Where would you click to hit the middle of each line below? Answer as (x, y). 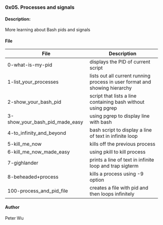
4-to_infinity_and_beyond (37, 133)
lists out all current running (120, 76)
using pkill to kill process (117, 152)
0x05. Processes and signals (40, 7)
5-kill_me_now (25, 144)
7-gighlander (23, 163)
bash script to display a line (121, 130)
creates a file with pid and (119, 188)
